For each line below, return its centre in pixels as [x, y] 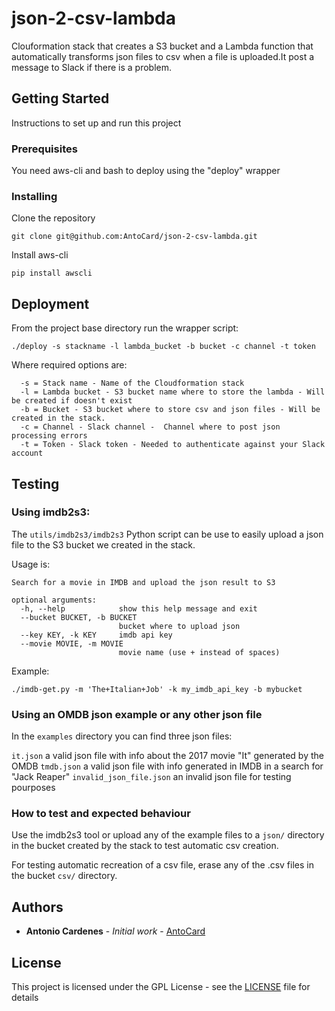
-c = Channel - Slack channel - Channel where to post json [150, 427]
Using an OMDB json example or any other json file [137, 714]
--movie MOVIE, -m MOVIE [72, 643]
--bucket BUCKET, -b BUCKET [79, 617]
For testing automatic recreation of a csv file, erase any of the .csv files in [162, 865]
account [27, 453]
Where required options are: [69, 365]
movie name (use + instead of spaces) [199, 652]
